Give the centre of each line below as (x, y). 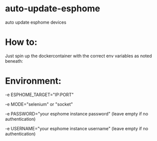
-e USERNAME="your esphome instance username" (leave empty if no (77, 128)
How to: (21, 42)
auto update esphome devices (36, 22)
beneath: (14, 61)
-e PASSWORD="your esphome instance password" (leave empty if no (77, 113)
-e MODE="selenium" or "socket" (39, 104)
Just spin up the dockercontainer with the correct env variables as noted (78, 56)
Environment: (33, 81)
